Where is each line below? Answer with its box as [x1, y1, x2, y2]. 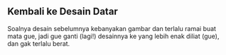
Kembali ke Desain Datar [7, 6, 119, 18]
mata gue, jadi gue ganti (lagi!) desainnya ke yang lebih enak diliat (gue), [7, 32, 220, 40]
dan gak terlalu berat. [7, 39, 70, 48]
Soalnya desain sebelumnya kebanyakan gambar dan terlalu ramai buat [7, 24, 217, 32]
